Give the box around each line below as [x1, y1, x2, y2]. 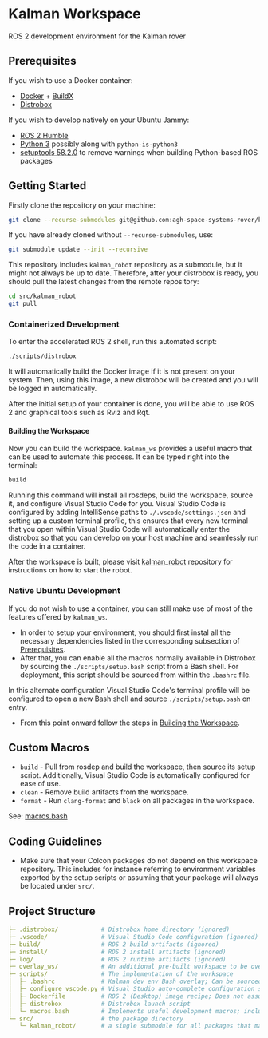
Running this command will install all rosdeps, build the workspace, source [8, 490, 254, 500]
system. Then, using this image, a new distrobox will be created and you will [8, 375, 258, 385]
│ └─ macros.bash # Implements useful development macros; [8, 1007, 241, 1015]
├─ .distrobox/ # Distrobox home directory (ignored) [8, 925, 230, 934]
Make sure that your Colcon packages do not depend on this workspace [19, 856, 258, 866]
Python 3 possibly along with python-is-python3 [19, 139, 178, 149]
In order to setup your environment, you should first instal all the [19, 628, 231, 637]
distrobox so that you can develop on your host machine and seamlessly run [8, 533, 259, 543]
